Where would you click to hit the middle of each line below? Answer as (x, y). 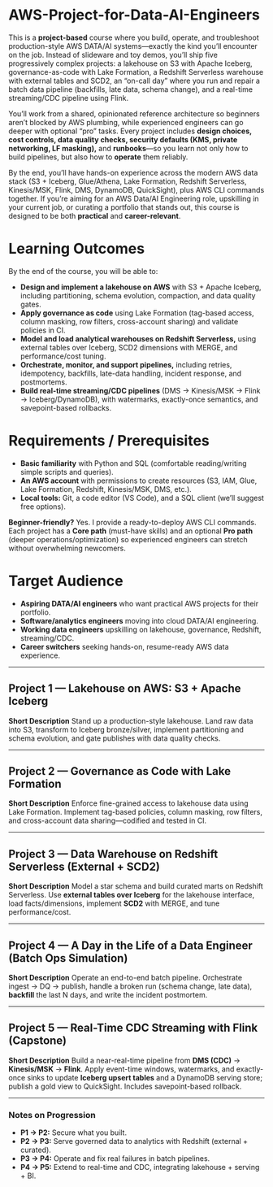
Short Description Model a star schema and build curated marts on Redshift (136, 886)
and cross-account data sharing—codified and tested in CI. (108, 821)
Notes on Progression (52, 1115)
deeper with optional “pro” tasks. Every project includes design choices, (130, 131)
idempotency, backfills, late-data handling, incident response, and (131, 373)
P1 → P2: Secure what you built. (74, 1133)
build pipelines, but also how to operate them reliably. (98, 157)
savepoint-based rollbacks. (66, 407)
